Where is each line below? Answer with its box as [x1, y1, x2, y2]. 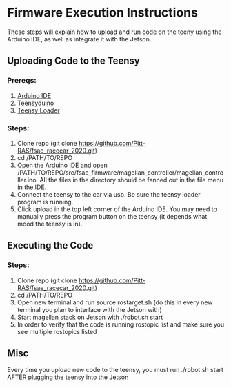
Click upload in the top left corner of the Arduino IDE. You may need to [17, 205, 217, 213]
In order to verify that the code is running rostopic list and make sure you [17, 320, 225, 329]
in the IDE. [17, 183, 47, 191]
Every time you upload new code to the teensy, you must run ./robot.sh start [7, 366, 224, 374]
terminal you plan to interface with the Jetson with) [17, 305, 162, 313]
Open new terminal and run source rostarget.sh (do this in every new [17, 298, 213, 307]
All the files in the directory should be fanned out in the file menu [39, 175, 224, 184]
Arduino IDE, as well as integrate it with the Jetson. [7, 35, 152, 43]
